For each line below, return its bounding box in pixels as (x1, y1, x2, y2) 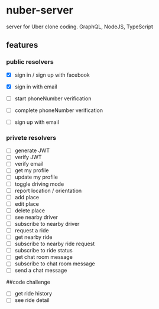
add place (14, 193, 40, 200)
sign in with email (14, 83, 57, 90)
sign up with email (14, 119, 59, 126)
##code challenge (6, 278, 50, 286)
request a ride (14, 226, 49, 234)
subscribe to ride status (14, 247, 73, 254)
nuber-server (6, 4, 74, 17)
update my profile (14, 173, 58, 180)
